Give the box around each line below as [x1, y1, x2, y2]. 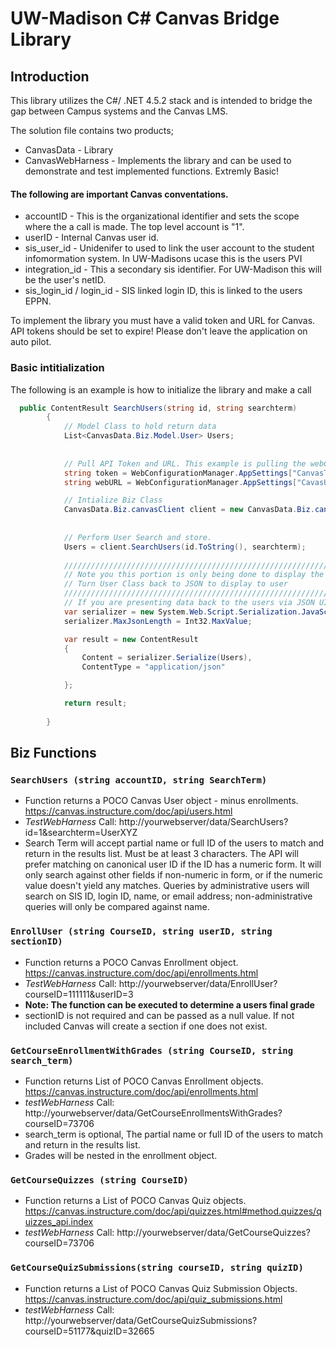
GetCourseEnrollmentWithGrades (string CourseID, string [10, 1045, 294, 1056]
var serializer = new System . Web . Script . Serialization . [63, 607, 302, 617]
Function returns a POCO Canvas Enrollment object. [24, 956, 239, 968]
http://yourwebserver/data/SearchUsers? [118, 816, 289, 828]
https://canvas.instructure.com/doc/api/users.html [24, 805, 233, 817]
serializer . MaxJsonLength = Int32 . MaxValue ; [63, 616, 253, 626]
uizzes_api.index [24, 1216, 94, 1228]
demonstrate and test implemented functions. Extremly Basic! [24, 165, 280, 177]
